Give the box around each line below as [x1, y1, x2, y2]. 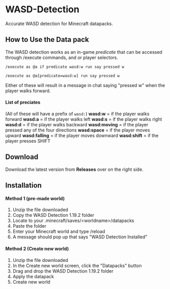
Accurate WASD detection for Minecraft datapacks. [5, 20, 113, 27]
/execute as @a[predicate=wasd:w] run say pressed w [5, 73, 120, 78]
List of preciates [5, 99, 41, 105]
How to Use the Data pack [5, 35, 89, 44]
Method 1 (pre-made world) [5, 195, 65, 202]
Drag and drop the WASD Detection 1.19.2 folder [12, 268, 114, 274]
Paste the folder [12, 223, 47, 229]
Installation [5, 181, 42, 190]
